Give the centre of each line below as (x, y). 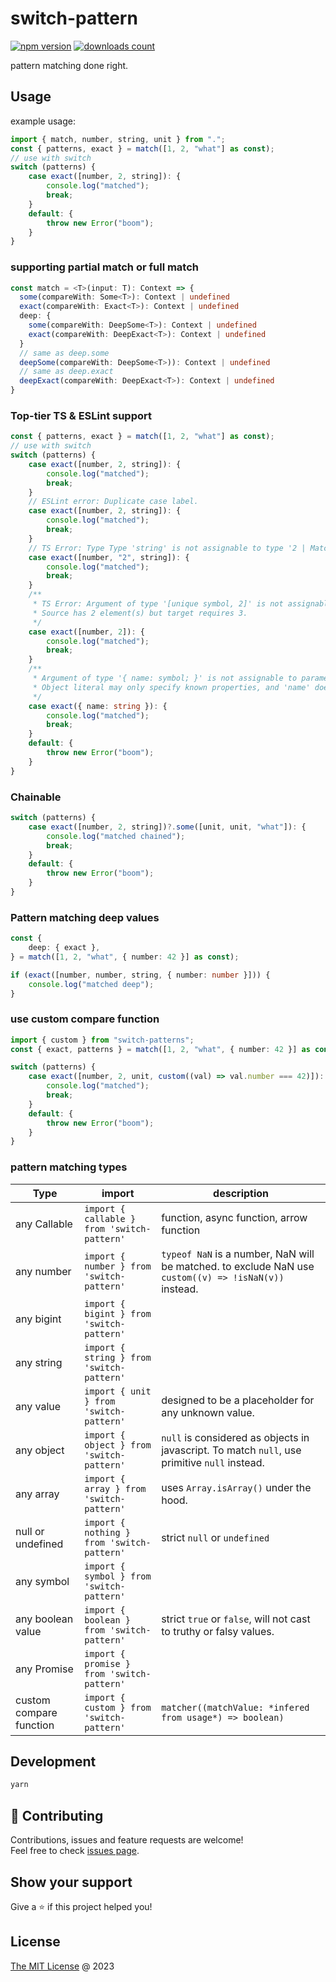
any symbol (42, 1581)
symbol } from (118, 1576)
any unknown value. (208, 1412)
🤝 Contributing (57, 1815)
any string (39, 1362)
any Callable (44, 1224)
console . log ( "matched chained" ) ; (116, 836)
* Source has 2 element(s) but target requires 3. (140, 613)
